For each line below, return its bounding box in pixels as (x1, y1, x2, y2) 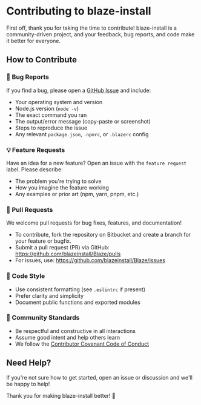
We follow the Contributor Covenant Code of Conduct (15, 340, 150, 347)
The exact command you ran (15, 111, 87, 119)
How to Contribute (6, 54, 77, 65)
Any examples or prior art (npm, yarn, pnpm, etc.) (15, 190, 139, 197)
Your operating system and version (15, 98, 103, 105)
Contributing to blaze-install (6, 4, 151, 18)
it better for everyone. (6, 37, 61, 44)
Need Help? (6, 358, 51, 368)
